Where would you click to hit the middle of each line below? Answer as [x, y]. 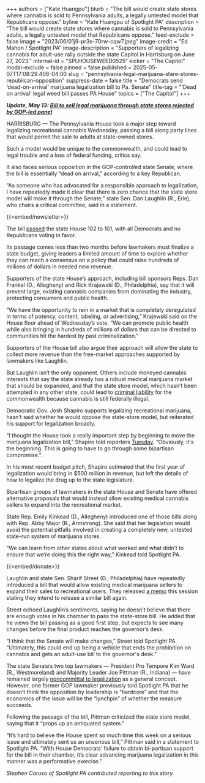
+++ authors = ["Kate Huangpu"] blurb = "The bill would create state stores [102, 9]
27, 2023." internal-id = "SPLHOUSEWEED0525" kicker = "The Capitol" [96, 61]
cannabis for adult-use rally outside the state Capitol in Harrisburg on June [101, 54]
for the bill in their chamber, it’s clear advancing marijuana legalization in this [102, 755]
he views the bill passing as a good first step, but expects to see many [95, 622]
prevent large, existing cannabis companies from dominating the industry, [99, 291]
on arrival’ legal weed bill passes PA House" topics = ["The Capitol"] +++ [99, 93]
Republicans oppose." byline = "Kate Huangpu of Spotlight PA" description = [103, 22]
